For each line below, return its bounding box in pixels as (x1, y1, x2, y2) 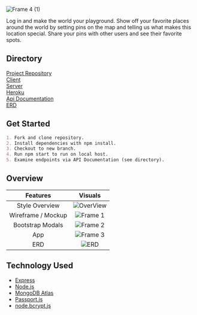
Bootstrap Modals (13, 220, 63, 229)
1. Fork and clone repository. (6, 135, 84, 141)
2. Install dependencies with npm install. (6, 140, 117, 146)
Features (25, 191, 51, 199)
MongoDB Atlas (14, 289, 54, 296)
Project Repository (6, 69, 52, 77)
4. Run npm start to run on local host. (6, 152, 109, 157)
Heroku (6, 89, 25, 96)
